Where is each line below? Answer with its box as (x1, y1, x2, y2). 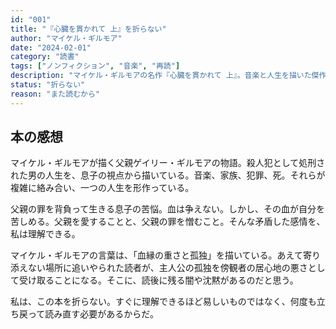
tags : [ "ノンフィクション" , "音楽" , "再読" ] (10, 61, 181, 71)
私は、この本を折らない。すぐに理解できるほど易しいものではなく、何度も (10, 296, 317, 308)
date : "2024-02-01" (10, 42, 92, 53)
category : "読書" (10, 52, 80, 62)
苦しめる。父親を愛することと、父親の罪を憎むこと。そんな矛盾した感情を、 (10, 216, 326, 228)
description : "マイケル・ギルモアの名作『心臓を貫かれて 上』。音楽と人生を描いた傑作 (10, 71, 327, 81)
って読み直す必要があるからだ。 (27, 308, 159, 320)
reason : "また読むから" (10, 89, 100, 99)
